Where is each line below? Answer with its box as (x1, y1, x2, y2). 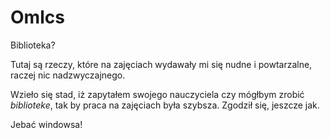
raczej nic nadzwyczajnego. (10, 69, 126, 81)
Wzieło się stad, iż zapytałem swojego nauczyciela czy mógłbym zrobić (10, 88, 305, 100)
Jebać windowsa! (10, 118, 83, 130)
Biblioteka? (10, 39, 56, 51)
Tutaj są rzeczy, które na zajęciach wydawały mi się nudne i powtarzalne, (10, 58, 313, 70)
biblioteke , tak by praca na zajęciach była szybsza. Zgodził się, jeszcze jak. (10, 99, 320, 111)
